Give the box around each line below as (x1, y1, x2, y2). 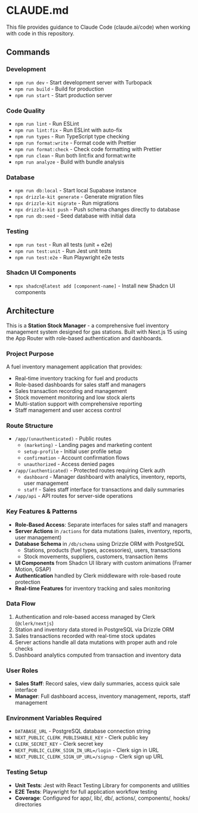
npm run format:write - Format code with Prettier (14, 139, 137, 146)
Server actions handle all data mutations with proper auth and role (14, 639, 178, 646)
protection (14, 578, 41, 585)
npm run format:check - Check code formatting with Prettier (14, 145, 162, 153)
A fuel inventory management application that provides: (6, 363, 143, 370)
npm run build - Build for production (14, 85, 104, 92)
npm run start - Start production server (14, 91, 113, 99)
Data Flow (6, 600, 36, 608)
